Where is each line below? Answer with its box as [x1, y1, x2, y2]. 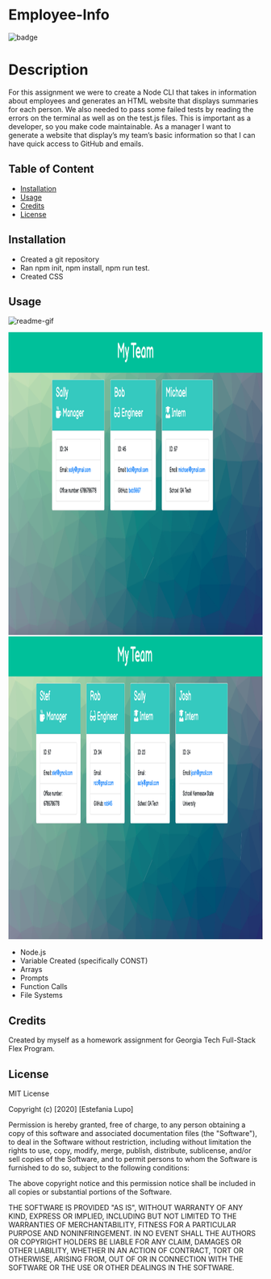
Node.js [19, 947, 47, 958]
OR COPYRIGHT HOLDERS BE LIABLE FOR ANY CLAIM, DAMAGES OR [8, 1237, 242, 1247]
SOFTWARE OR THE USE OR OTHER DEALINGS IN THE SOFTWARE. [8, 1262, 235, 1273]
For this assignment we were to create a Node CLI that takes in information [8, 87, 256, 97]
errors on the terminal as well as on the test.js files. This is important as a [8, 113, 252, 123]
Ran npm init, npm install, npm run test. [19, 262, 151, 272]
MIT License [8, 1088, 50, 1098]
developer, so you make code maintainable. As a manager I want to [8, 121, 231, 131]
